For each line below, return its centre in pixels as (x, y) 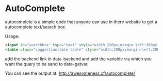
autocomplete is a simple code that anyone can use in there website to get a (81, 22)
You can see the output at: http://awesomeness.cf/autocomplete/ (70, 73)
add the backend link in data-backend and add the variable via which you (78, 59)
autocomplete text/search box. (36, 27)
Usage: (12, 36)
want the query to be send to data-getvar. (47, 64)
